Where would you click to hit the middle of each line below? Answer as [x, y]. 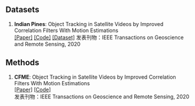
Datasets [22, 10]
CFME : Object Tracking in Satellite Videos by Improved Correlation [95, 77]
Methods [22, 62]
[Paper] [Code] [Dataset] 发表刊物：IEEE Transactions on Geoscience [99, 37]
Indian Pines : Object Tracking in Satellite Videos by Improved [89, 24]
